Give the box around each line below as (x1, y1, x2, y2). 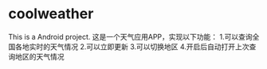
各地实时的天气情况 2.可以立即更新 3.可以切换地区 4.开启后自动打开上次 (14, 41, 249, 52)
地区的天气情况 (14, 52, 65, 61)
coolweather (8, 5, 94, 23)
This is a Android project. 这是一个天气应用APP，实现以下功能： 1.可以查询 (8, 32, 253, 41)
